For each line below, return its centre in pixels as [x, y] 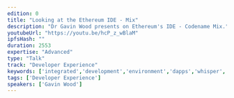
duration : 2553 [29, 46]
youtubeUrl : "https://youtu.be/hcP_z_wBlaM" [73, 33]
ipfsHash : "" [26, 39]
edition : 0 [23, 13]
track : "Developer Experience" [53, 65]
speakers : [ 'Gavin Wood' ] [45, 84]
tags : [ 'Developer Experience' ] [54, 78]
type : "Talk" [26, 59]
